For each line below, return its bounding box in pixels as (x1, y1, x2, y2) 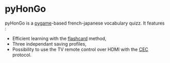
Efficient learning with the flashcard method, (12, 35, 106, 41)
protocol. (12, 52, 32, 58)
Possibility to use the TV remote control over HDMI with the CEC (12, 46, 148, 52)
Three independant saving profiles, (12, 40, 87, 47)
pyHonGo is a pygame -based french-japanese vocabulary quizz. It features (5, 20, 165, 26)
